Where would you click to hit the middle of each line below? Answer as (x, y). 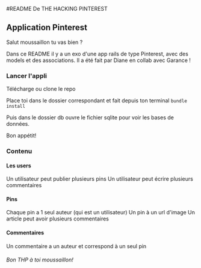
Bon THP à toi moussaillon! (40, 260)
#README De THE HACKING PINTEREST (57, 9)
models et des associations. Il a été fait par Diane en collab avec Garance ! (99, 60)
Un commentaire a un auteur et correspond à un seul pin (76, 246)
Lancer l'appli (26, 76)
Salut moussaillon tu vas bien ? (45, 42)
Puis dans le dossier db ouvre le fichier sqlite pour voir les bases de (90, 117)
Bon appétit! (21, 136)
